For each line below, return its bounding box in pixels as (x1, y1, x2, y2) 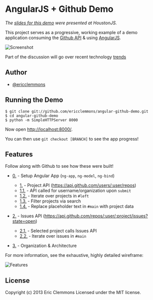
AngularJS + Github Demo (5, 3, 114, 15)
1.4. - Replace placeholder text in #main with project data (19, 203, 134, 209)
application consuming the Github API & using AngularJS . (5, 35, 122, 41)
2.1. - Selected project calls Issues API (19, 228, 97, 234)
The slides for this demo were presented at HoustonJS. (5, 20, 117, 26)
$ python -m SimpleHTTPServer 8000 (5, 117, 78, 122)
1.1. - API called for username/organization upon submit (19, 188, 131, 194)
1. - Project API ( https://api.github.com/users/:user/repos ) (19, 182, 137, 189)
